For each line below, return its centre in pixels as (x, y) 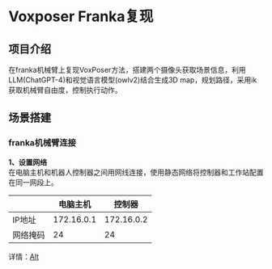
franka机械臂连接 (42, 143)
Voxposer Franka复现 (81, 17)
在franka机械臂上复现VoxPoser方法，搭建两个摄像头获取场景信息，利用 (127, 70)
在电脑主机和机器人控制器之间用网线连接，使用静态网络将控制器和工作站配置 (136, 172)
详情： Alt (23, 256)
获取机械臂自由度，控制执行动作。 (65, 90)
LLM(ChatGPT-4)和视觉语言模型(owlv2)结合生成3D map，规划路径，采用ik (133, 80)
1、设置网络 (28, 162)
